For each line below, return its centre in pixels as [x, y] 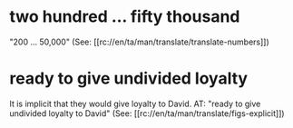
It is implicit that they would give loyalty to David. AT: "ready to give [135, 103]
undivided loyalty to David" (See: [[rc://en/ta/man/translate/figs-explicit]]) [147, 113]
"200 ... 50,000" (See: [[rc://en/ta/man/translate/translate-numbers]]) [139, 42]
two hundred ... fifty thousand [125, 17]
